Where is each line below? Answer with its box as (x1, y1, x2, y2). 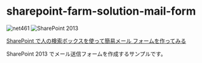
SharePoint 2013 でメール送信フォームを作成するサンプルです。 (6, 50, 166, 57)
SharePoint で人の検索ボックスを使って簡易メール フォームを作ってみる (6, 37, 187, 44)
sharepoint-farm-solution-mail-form (6, 4, 196, 18)
